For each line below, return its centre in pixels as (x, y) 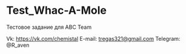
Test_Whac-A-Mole (57, 10)
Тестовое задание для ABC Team (49, 27)
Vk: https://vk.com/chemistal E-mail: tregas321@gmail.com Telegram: (93, 38)
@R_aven (18, 45)
